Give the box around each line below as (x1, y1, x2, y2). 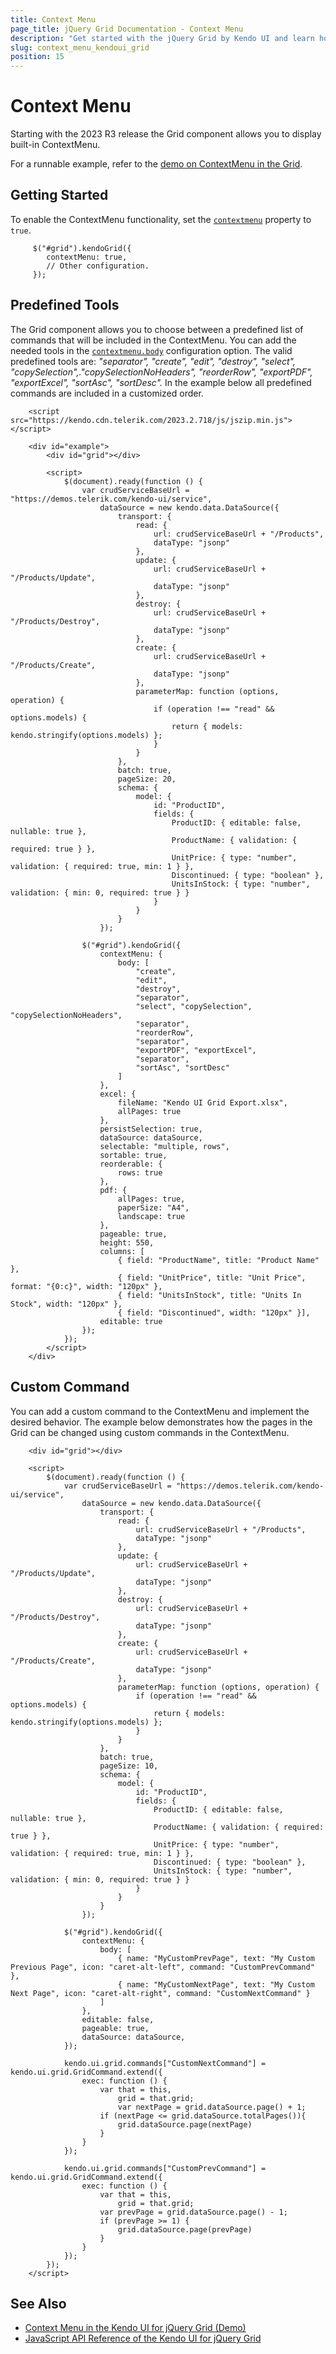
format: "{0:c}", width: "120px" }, (10, 1281, 163, 1291)
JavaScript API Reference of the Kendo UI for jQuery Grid (24, 2332, 262, 2345)
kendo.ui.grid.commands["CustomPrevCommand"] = (63, 2163, 267, 2173)
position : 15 (10, 52, 65, 62)
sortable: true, (99, 1150, 168, 1160)
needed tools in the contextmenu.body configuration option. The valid (10, 344, 293, 356)
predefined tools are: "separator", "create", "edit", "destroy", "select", (10, 355, 296, 367)
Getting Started (10, 187, 109, 204)
